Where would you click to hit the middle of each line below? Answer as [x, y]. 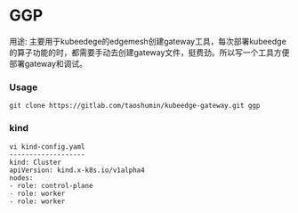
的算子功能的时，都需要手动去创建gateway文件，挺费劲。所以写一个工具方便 [149, 52]
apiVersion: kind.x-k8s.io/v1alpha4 [77, 170]
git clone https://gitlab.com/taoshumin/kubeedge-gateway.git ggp [135, 106]
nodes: [21, 178]
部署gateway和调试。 [48, 63]
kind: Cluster [36, 162]
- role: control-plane [51, 185]
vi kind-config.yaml [48, 147]
